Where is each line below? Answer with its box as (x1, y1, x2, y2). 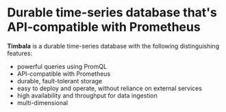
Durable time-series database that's (7, 5, 218, 20)
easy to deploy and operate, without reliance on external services (16, 84, 202, 92)
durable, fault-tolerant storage (16, 76, 103, 85)
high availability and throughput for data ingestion (16, 91, 158, 100)
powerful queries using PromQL (16, 62, 108, 70)
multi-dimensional (16, 98, 68, 107)
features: (7, 49, 33, 57)
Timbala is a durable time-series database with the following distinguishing (7, 42, 220, 50)
